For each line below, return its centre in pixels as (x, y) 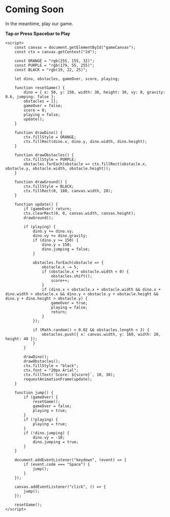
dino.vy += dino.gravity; (60, 236)
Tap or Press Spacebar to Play (38, 33)
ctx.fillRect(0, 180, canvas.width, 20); (68, 191)
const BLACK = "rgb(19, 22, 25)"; (51, 70)
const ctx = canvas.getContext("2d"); (56, 52)
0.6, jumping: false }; (31, 97)
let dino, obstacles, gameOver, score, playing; (67, 79)
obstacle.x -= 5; (60, 267)
